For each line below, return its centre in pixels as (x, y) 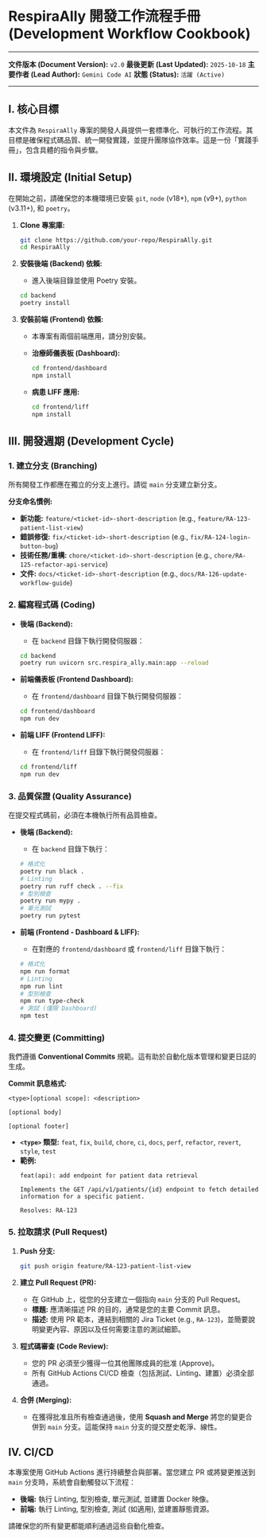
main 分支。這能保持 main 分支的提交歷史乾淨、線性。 (134, 1426)
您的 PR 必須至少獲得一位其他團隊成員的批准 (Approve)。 (125, 1363)
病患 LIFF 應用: (56, 392)
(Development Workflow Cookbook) (130, 34)
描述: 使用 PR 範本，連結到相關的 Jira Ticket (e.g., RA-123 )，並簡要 (140, 1319)
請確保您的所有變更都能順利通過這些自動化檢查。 (88, 1526)
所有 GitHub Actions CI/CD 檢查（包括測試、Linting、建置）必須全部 (143, 1373)
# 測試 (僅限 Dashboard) (58, 1008)
